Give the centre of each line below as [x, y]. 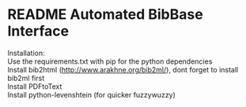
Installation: [26, 53]
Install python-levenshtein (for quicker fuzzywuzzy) [91, 94]
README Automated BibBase [105, 15]
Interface [38, 31]
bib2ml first [26, 78]
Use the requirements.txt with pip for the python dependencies [110, 61]
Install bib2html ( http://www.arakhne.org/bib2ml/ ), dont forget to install [123, 69]
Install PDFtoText [35, 86]
